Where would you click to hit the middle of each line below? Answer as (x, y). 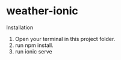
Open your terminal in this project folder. (65, 39)
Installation (20, 27)
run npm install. (34, 45)
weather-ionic (42, 11)
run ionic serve (33, 51)
